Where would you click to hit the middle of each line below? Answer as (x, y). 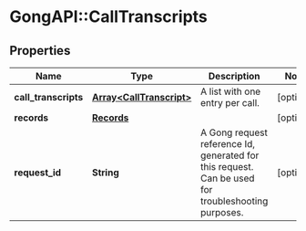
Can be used (227, 178)
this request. (227, 167)
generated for (229, 155)
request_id (38, 173)
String (106, 173)
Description (234, 76)
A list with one (230, 91)
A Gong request (234, 132)
